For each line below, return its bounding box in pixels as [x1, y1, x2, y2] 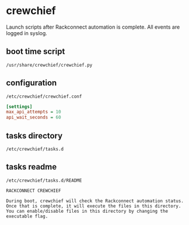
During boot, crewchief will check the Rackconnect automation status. [6, 198, 184, 204]
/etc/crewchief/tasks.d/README [6, 177, 82, 184]
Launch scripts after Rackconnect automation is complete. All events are [6, 23, 180, 30]
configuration [6, 78, 57, 88]
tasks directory [6, 130, 63, 141]
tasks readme [6, 162, 57, 172]
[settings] [6, 103, 33, 109]
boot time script [6, 47, 65, 57]
